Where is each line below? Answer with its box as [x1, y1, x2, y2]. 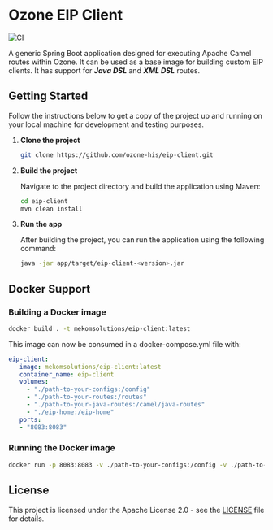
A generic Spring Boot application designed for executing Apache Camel [8, 48, 252, 58]
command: [19, 244, 57, 254]
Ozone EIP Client [8, 6, 123, 24]
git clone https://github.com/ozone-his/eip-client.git [19, 150, 214, 159]
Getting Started [8, 89, 89, 103]
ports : [19, 415, 42, 424]
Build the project [19, 165, 78, 176]
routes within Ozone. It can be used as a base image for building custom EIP [8, 57, 264, 67]
